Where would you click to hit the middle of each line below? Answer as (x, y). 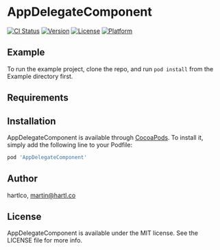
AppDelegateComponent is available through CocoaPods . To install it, (105, 137)
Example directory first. (40, 76)
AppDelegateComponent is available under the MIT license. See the (103, 233)
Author (22, 179)
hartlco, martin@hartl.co (41, 195)
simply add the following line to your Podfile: (70, 145)
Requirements (38, 98)
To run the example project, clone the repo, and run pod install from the (110, 68)
